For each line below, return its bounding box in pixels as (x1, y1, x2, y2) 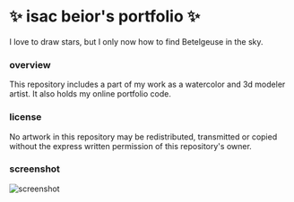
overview (9, 58, 51, 71)
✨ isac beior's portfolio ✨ (9, 6, 201, 27)
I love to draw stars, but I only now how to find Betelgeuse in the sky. (9, 36, 264, 46)
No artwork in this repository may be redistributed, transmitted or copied (9, 131, 278, 142)
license (9, 111, 42, 123)
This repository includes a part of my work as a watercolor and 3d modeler (9, 79, 286, 90)
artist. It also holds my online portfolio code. (9, 88, 172, 99)
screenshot (9, 163, 61, 175)
